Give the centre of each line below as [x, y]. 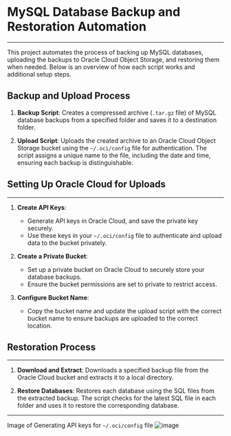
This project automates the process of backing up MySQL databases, [106, 52]
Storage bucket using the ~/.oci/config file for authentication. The [112, 148]
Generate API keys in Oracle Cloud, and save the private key [112, 221]
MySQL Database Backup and [94, 12]
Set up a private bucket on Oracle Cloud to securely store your [116, 269]
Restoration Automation [77, 27]
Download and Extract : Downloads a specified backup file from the [113, 370]
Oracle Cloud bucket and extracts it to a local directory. [95, 377]
